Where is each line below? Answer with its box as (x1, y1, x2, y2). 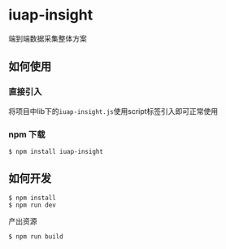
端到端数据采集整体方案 (8, 33, 87, 43)
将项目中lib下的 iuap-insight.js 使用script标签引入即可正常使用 (8, 106, 219, 116)
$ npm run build (8, 232, 63, 241)
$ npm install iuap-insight (8, 147, 104, 155)
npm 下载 (8, 129, 46, 140)
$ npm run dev (8, 201, 57, 209)
